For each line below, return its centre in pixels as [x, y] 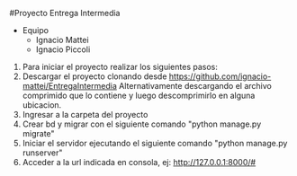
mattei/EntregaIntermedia [69, 86]
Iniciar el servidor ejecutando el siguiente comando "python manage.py [155, 143]
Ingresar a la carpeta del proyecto [85, 114]
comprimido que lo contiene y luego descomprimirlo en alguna [139, 95]
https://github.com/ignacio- [220, 76]
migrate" [39, 133]
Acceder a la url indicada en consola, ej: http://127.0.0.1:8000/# [139, 162]
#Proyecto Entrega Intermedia [65, 13]
